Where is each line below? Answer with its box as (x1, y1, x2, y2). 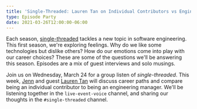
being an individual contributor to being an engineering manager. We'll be (6, 84, 184, 91)
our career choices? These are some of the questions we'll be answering (6, 54, 182, 61)
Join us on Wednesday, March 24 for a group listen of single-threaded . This (6, 71, 189, 79)
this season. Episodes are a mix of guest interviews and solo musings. (6, 60, 176, 67)
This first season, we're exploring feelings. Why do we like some (6, 41, 162, 48)
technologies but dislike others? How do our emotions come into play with (6, 48, 185, 55)
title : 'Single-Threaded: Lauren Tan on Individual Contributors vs (6, 8, 177, 15)
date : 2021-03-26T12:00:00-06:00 (6, 19, 88, 25)
